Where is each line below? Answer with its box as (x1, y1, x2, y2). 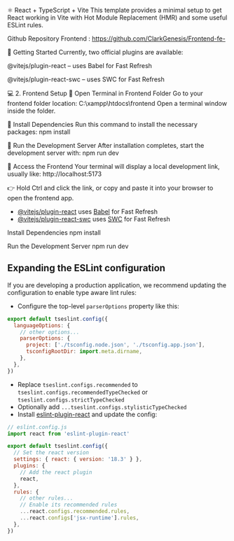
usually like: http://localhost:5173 (7, 170, 102, 178)
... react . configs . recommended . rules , (20, 508, 130, 515)
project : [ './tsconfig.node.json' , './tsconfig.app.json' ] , (25, 341, 205, 349)
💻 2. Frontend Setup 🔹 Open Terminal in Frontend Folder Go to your (7, 89, 203, 97)
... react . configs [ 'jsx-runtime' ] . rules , (20, 514, 139, 521)
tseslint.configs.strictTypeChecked (17, 396, 125, 404)
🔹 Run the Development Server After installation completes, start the (7, 142, 205, 149)
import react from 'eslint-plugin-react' (7, 430, 130, 437)
